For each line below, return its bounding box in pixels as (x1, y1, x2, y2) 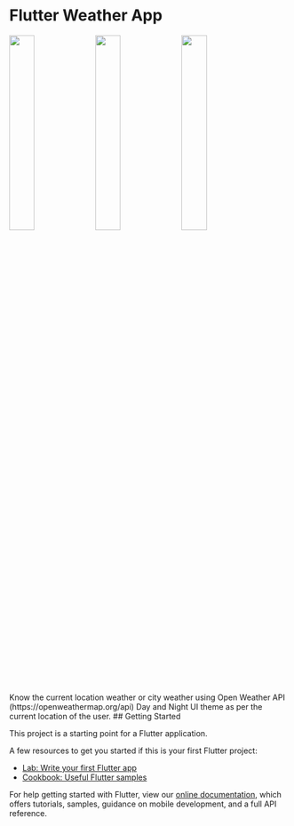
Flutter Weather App (9, 5, 163, 26)
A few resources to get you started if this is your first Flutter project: (9, 745, 258, 756)
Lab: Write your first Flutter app (21, 762, 138, 773)
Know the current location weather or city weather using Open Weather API (9, 692, 286, 703)
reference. (9, 807, 47, 818)
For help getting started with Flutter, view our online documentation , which (9, 789, 282, 799)
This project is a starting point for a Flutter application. (9, 727, 208, 738)
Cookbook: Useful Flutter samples (21, 772, 147, 782)
